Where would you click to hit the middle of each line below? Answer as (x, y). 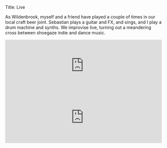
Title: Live (15, 7)
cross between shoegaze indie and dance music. (55, 33)
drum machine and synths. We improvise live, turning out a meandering (78, 27)
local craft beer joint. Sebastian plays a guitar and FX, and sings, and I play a (83, 22)
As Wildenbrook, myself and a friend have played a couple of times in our (80, 17)
